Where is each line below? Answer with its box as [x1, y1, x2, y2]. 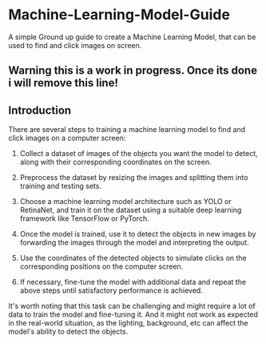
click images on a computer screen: [8, 134, 126, 143]
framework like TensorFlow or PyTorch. [19, 214, 149, 223]
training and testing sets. [19, 182, 102, 191]
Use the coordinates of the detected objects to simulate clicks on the [19, 254, 248, 263]
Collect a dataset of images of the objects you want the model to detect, [19, 149, 258, 158]
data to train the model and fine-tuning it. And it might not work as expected [8, 310, 258, 319]
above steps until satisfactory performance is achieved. [19, 286, 204, 295]
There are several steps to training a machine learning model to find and [8, 125, 246, 134]
